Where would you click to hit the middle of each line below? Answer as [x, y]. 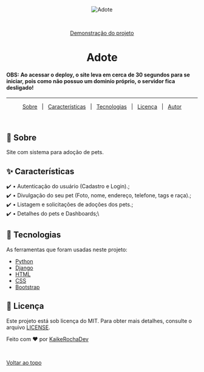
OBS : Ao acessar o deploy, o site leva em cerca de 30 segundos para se [98, 75]
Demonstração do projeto [102, 33]
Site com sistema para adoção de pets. [55, 152]
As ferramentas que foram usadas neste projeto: [67, 249]
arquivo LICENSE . [28, 327]
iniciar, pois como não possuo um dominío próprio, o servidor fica [91, 81]
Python [24, 261]
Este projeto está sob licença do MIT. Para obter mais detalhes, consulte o [99, 320]
